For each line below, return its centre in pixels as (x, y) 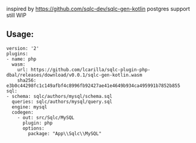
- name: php (21, 59)
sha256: (27, 80)
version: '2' (23, 48)
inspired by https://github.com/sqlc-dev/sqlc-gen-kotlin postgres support (98, 9)
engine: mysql (29, 107)
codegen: (23, 112)
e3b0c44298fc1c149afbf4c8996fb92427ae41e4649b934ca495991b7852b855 (93, 85)
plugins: (17, 54)
